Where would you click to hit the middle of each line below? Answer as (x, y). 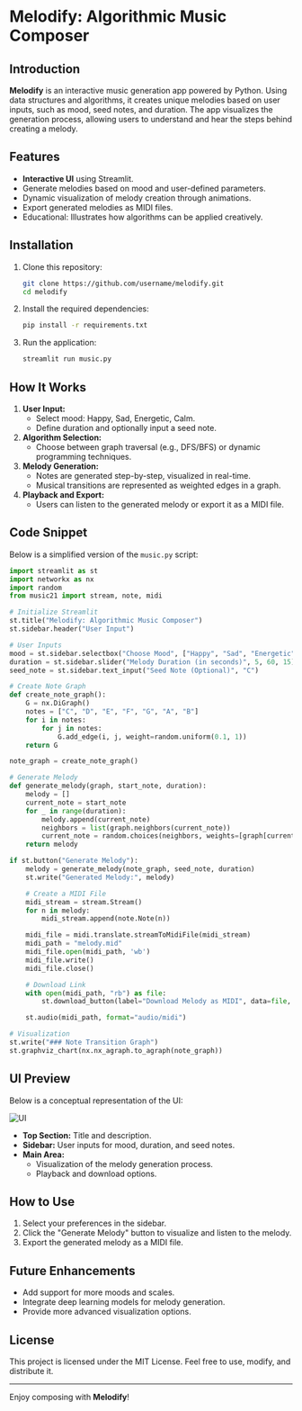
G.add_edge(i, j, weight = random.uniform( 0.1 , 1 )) (152, 737)
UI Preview (40, 1078)
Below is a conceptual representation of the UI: (96, 1101)
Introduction (45, 69)
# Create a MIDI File (66, 894)
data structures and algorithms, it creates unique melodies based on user (145, 100)
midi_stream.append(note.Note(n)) (106, 919)
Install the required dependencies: (86, 309)
